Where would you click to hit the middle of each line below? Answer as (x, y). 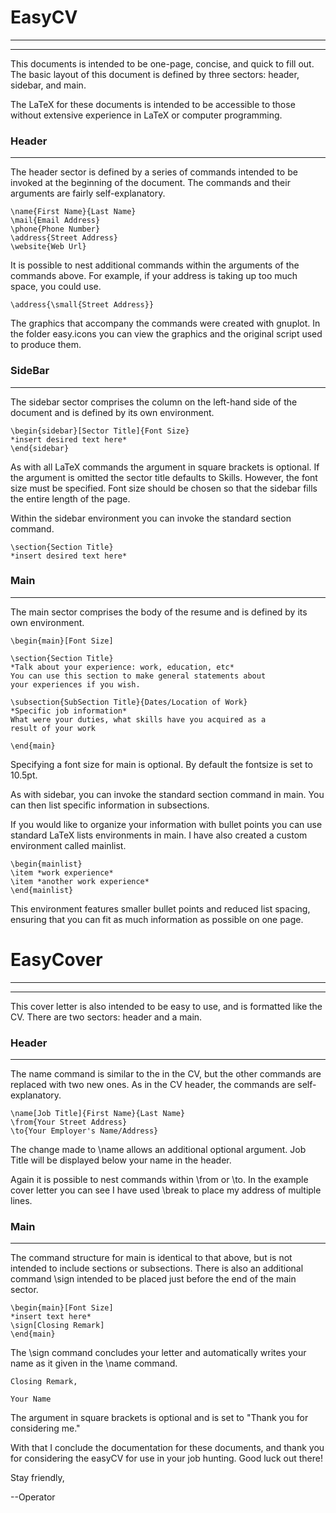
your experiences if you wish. (75, 684)
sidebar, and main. (48, 85)
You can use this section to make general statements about (138, 676)
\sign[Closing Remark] (57, 1326)
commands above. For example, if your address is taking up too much (154, 276)
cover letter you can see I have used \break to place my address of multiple (166, 1190)
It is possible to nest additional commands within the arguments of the (155, 265)
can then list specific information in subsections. (110, 805)
